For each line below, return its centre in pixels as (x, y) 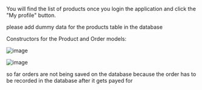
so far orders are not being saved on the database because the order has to (101, 74)
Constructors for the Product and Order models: (66, 39)
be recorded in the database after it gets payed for (69, 81)
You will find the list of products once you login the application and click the (101, 9)
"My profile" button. (31, 15)
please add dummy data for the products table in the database (85, 27)
